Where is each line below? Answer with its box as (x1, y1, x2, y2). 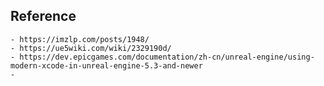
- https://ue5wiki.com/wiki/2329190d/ (10, 43, 172, 53)
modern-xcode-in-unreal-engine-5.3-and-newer (10, 60, 203, 71)
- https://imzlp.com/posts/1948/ (10, 34, 150, 44)
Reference (10, 8, 77, 25)
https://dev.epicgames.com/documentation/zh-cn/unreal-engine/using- (19, 52, 315, 62)
